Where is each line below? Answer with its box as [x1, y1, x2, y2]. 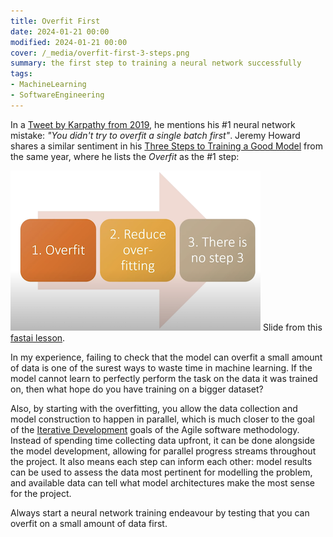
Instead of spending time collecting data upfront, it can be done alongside [10, 434, 315, 446]
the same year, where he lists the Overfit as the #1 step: [10, 150, 240, 162]
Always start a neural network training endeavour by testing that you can [10, 506, 310, 519]
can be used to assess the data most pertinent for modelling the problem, [10, 466, 313, 478]
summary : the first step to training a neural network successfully [10, 58, 302, 69]
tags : [10, 69, 33, 79]
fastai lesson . [10, 331, 66, 344]
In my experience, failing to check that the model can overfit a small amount [10, 351, 323, 363]
